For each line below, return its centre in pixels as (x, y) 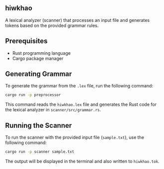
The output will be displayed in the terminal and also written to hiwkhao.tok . (82, 161)
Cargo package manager (38, 58)
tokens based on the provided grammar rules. (52, 25)
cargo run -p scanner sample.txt (40, 152)
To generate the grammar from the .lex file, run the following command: (79, 86)
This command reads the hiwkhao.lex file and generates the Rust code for (81, 104)
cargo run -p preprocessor (33, 95)
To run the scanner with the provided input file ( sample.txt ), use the (75, 137)
